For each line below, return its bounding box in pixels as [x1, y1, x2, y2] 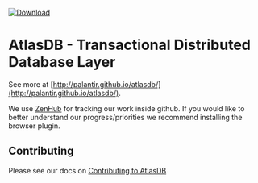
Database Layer [8, 53, 116, 72]
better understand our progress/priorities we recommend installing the [8, 112, 243, 122]
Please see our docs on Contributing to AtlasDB [8, 165, 167, 175]
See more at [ [8, 79, 54, 89]
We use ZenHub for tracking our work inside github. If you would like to [8, 103, 245, 113]
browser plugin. [8, 121, 60, 131]
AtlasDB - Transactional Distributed [8, 36, 252, 54]
